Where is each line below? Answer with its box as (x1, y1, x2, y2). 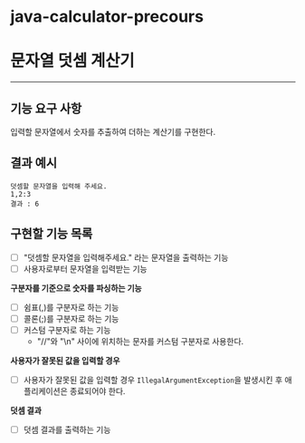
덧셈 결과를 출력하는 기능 (23, 424, 111, 435)
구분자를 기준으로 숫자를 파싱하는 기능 (10, 283, 143, 294)
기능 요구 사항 (10, 101, 82, 116)
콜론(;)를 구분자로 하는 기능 (23, 313, 119, 323)
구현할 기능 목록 (10, 226, 93, 242)
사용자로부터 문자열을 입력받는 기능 (23, 263, 148, 274)
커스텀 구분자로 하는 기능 (23, 324, 111, 335)
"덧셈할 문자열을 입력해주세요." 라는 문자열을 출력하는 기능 (23, 252, 229, 263)
